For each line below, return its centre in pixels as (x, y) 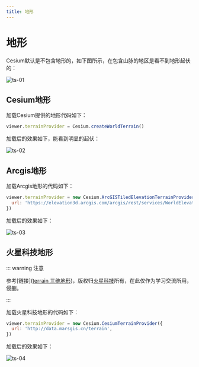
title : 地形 (20, 12)
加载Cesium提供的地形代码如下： (46, 115)
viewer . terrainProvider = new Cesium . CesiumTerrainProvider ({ (84, 323)
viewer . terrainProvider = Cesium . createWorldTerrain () (75, 126)
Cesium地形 (28, 99)
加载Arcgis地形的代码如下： (40, 186)
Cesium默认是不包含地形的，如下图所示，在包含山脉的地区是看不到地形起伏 (98, 61)
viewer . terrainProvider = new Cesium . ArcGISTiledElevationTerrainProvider (100, 197)
